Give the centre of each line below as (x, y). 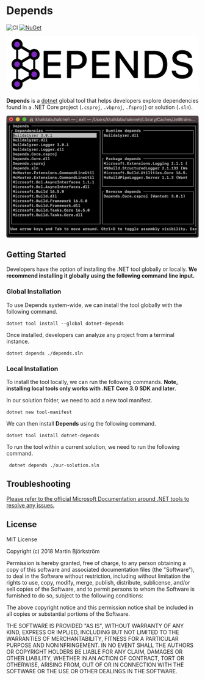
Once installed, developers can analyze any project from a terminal (91, 334)
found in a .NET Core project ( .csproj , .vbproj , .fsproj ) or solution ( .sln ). (100, 107)
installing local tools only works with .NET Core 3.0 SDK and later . (92, 388)
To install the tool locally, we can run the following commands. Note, (92, 382)
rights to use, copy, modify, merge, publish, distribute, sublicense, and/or (98, 582)
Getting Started (36, 254)
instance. (18, 341)
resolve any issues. (31, 505)
